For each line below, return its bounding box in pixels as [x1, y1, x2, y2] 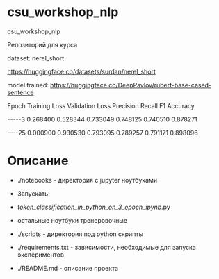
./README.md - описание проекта [17, 264, 119, 272]
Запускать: [17, 189, 50, 198]
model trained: [7, 81, 49, 89]
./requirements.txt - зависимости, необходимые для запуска [17, 243, 196, 251]
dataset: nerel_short [7, 53, 65, 62]
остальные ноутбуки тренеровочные [17, 216, 127, 224]
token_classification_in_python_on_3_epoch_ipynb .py [17, 203, 170, 211]
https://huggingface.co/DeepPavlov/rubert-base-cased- [49, 81, 212, 89]
